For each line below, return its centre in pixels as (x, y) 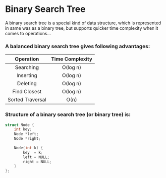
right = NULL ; (37, 162)
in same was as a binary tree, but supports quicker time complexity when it (82, 28)
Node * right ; (28, 139)
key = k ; (33, 152)
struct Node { (20, 125)
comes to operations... (28, 33)
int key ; (23, 129)
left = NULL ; (36, 157)
